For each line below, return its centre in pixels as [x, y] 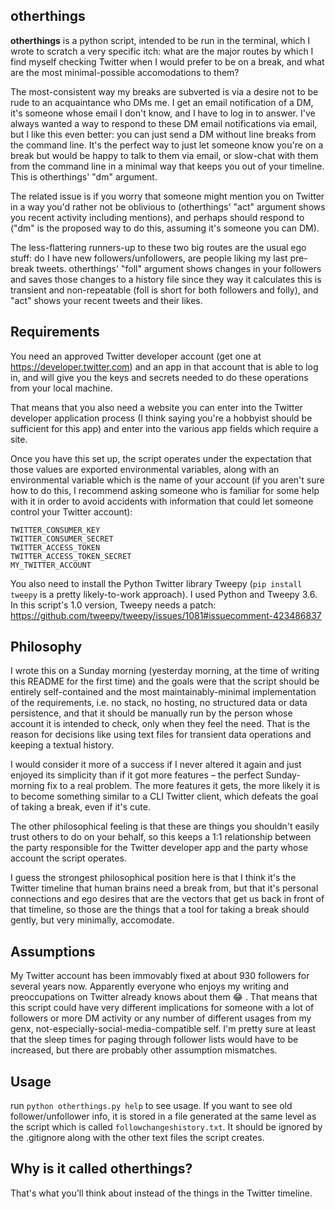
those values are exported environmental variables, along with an [145, 469]
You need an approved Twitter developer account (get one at [136, 356]
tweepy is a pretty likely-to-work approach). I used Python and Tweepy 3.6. [164, 594]
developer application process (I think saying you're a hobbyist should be [161, 418]
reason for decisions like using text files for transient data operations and [161, 735]
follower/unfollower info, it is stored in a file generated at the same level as [163, 1116]
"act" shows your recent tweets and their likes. [106, 300]
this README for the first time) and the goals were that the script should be [165, 681]
